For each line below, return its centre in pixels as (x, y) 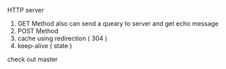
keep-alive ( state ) (45, 46)
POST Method (38, 31)
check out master (33, 59)
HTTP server (26, 10)
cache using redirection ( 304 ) (62, 38)
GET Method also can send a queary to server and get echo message (118, 23)
